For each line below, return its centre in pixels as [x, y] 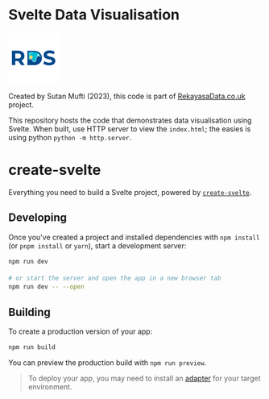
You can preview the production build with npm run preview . [108, 362]
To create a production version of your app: [81, 331]
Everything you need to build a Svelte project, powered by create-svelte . [130, 192]
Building [29, 312]
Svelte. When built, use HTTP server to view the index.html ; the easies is [130, 129]
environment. [50, 387]
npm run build [32, 347]
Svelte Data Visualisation [94, 15]
